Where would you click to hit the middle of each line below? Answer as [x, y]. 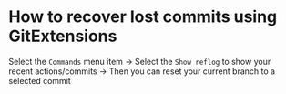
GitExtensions [63, 36]
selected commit [40, 80]
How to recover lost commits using [143, 17]
